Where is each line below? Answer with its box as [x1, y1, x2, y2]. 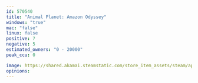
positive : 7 [6, 36, 35, 41]
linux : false [6, 30, 38, 36]
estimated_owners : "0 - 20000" [6, 47, 83, 53]
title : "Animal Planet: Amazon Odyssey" [6, 14, 107, 20]
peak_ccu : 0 [6, 52, 35, 58]
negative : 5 [6, 41, 35, 47]
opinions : [6, 68, 31, 74]
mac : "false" [6, 25, 38, 31]
